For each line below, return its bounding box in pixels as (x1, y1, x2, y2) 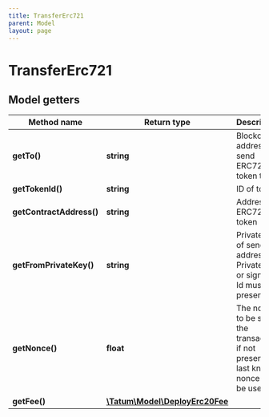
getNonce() (12, 342, 58, 354)
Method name (27, 117, 82, 128)
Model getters (8, 93, 80, 107)
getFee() (12, 396, 46, 407)
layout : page (8, 26, 52, 34)
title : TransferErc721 (8, 11, 84, 20)
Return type (143, 117, 191, 128)
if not (235, 342, 256, 354)
